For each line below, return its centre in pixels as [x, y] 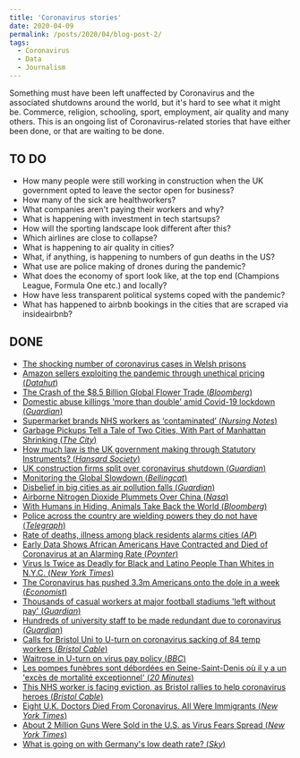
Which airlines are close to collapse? [90, 237]
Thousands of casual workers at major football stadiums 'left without [149, 601]
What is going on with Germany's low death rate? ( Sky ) [124, 744]
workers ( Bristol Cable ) [65, 649]
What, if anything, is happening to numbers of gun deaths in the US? [149, 257]
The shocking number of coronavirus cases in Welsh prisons [134, 363]
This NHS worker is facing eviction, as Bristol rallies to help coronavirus [154, 686]
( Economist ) [45, 592]
